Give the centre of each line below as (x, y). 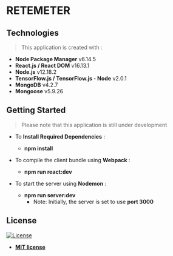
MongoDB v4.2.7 (36, 85)
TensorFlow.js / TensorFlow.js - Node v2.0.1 (71, 78)
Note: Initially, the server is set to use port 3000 (93, 202)
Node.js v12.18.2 (36, 72)
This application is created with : (62, 47)
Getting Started (36, 110)
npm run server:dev (50, 195)
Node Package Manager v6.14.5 (55, 59)
